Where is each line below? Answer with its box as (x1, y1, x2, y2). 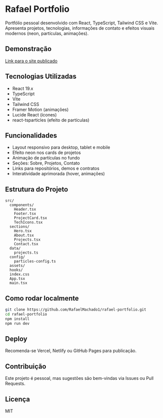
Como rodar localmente (5, 294, 79, 303)
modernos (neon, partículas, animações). (5, 30, 89, 36)
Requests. (5, 380, 26, 387)
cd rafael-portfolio (5, 312, 48, 316)
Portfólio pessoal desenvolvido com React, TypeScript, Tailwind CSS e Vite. (5, 20, 159, 26)
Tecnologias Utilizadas (5, 72, 77, 81)
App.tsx (9, 276, 26, 281)
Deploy (5, 334, 28, 343)
